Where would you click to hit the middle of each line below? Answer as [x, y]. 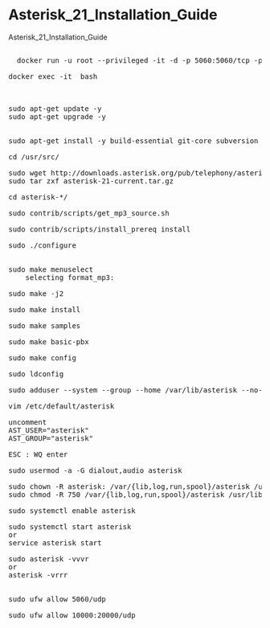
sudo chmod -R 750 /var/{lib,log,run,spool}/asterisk [117, 495]
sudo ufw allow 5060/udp [57, 599]
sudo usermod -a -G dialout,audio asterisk [95, 470]
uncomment [27, 422]
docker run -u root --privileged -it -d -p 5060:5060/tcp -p [139, 60]
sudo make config [42, 358]
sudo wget [27, 173]
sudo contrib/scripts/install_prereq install [100, 229]
